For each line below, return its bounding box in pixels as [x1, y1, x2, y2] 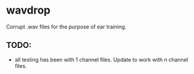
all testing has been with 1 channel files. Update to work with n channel [14, 56, 189, 63]
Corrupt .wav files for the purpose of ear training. [6, 23, 126, 30]
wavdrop [6, 4, 50, 17]
